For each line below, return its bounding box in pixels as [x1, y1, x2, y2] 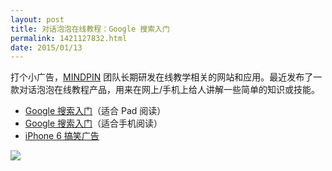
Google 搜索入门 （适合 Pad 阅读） [24, 105, 167, 117]
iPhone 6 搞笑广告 [24, 130, 100, 142]
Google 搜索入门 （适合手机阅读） [24, 117, 163, 130]
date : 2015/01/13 [10, 42, 83, 53]
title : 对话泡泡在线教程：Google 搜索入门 [10, 24, 170, 34]
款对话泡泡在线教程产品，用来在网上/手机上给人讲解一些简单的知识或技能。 [10, 84, 321, 96]
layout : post [10, 14, 65, 25]
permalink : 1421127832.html [10, 33, 128, 43]
